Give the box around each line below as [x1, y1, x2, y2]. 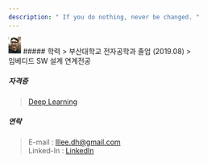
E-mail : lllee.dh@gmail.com [27, 137, 121, 147]
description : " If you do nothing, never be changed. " [8, 13, 200, 21]
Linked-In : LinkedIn [27, 146, 94, 156]
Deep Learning [27, 97, 78, 107]
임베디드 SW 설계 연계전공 [8, 56, 91, 66]
